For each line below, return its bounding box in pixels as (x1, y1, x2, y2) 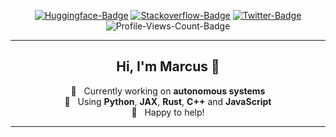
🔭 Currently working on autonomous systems (70, 85, 266, 97)
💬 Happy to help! (131, 106, 205, 118)
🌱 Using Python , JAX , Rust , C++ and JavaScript (64, 95, 272, 107)
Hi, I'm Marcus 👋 (116, 58, 220, 75)
